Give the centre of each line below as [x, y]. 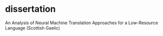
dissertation [30, 9]
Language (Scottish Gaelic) [33, 28]
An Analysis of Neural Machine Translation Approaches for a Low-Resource [81, 23]
